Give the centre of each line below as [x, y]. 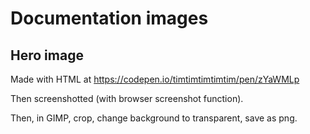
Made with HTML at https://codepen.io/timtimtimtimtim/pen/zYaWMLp [155, 79]
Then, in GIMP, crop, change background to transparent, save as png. [154, 118]
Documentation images [109, 18]
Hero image [47, 55]
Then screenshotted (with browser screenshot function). [127, 98]
